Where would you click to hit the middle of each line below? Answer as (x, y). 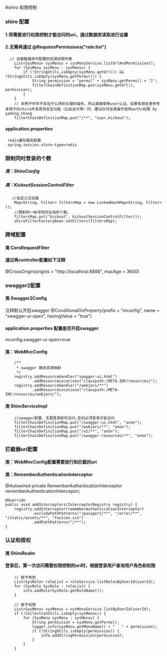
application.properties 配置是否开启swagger (52, 328)
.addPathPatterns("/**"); (59, 522)
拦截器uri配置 (21, 449)
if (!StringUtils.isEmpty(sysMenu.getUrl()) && (73, 72)
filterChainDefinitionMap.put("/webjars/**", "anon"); (72, 427)
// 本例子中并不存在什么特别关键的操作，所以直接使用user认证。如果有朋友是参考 (87, 104)
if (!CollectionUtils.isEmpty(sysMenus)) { (60, 614)
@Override (15, 500)
